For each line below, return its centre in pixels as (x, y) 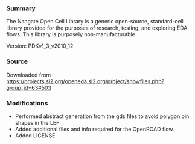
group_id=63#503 (29, 87)
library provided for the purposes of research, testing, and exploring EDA (97, 28)
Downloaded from (29, 75)
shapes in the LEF (37, 122)
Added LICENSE (35, 135)
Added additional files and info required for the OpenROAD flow (94, 129)
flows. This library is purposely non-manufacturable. (72, 34)
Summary (21, 8)
